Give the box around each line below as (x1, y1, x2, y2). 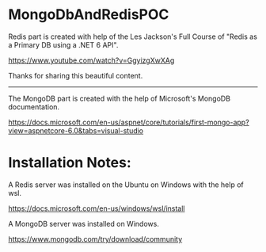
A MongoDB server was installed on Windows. (8, 219, 160, 228)
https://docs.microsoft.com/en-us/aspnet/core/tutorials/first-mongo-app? (8, 117, 249, 127)
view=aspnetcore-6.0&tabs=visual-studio (8, 125, 144, 136)
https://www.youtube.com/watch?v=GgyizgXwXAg (8, 55, 175, 65)
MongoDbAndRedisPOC (8, 6, 169, 24)
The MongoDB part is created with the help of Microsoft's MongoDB (8, 94, 231, 103)
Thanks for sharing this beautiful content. (8, 71, 143, 80)
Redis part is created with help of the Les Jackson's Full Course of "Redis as (8, 32, 257, 41)
